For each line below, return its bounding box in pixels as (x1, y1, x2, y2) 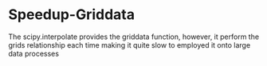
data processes (8, 49, 60, 58)
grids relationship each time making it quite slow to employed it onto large (8, 40, 251, 49)
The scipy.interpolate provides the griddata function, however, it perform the (8, 32, 260, 41)
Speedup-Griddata (8, 6, 135, 24)
